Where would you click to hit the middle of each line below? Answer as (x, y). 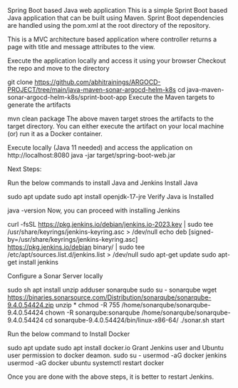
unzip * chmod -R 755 (88, 305)
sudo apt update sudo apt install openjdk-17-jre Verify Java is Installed (110, 196)
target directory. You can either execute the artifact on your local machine (116, 126)
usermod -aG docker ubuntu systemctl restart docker (86, 363)
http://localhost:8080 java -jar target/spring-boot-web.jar (92, 155)
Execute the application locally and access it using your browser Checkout (117, 61)
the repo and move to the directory (58, 68)
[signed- (201, 232)
